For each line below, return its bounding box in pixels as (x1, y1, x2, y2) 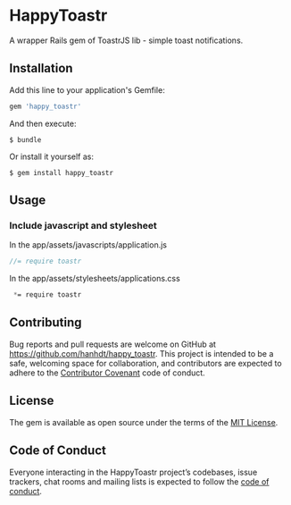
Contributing (9, 315, 82, 331)
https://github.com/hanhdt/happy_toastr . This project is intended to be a (9, 348, 274, 358)
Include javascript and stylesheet (9, 219, 158, 231)
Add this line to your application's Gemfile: (9, 84, 165, 95)
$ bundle (9, 135, 42, 144)
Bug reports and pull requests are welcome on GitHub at (9, 339, 217, 349)
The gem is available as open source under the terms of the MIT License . (9, 417, 279, 427)
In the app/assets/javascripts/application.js (9, 240, 168, 250)
